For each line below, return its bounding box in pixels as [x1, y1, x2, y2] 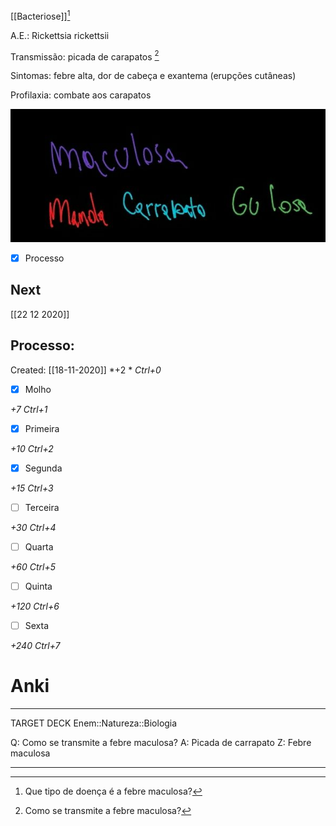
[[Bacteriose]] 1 [10, 9, 71, 22]
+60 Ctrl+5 [10, 561, 56, 573]
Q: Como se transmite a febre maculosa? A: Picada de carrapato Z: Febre [10, 737, 312, 749]
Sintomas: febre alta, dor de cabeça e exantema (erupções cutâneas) [10, 70, 297, 82]
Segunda [24, 462, 63, 474]
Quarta [24, 540, 54, 553]
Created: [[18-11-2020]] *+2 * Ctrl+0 [10, 364, 162, 376]
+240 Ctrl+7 [10, 640, 61, 652]
